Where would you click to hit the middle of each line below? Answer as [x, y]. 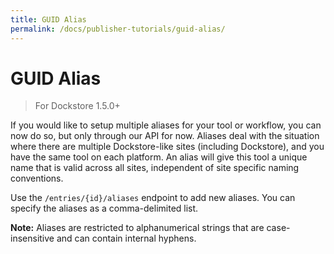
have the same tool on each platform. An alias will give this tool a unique [159, 157]
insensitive [32, 238]
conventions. [37, 178]
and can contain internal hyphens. [126, 238]
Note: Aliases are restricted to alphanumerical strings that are [137, 228]
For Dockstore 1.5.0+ [77, 106]
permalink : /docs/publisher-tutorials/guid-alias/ [118, 29]
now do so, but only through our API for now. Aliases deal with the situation [165, 136]
